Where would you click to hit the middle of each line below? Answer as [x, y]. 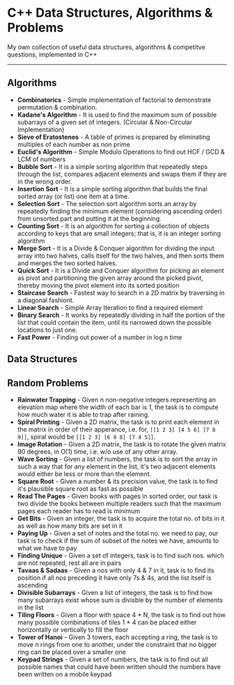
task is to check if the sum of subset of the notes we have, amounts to [118, 540]
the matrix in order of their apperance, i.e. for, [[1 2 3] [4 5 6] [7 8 [116, 429]
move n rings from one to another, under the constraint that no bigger [117, 645]
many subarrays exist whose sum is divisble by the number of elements [120, 600]
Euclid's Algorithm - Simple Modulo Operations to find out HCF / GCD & [121, 152]
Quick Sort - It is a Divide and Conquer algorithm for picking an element [120, 270]
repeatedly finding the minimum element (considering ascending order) [120, 211]
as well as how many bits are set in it [70, 526]
